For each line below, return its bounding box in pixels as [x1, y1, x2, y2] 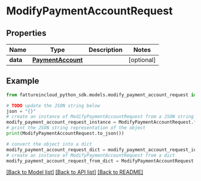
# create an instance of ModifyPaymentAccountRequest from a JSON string [6, 113, 194, 120]
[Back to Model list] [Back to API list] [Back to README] [6, 168, 144, 176]
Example [6, 76, 39, 86]
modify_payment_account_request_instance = [6, 119, 117, 125]
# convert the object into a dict [6, 141, 93, 147]
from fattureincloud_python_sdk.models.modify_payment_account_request [6, 91, 188, 98]
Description [89, 46, 123, 54]
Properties [6, 28, 47, 38]
